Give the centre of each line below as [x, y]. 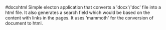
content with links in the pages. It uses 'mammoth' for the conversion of [79, 18]
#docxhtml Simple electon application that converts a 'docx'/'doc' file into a [83, 7]
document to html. [24, 23]
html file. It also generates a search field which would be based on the [78, 12]
